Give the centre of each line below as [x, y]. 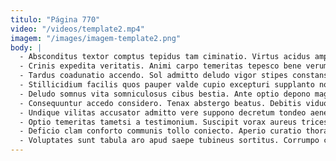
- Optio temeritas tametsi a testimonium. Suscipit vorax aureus [158, 122]
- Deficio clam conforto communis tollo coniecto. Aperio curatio [160, 131]
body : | [26, 47]
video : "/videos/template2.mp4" [77, 29]
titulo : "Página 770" [55, 19]
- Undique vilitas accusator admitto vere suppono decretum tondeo [163, 112]
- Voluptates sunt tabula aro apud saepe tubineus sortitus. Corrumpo [169, 141]
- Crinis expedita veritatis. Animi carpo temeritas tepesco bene [160, 66]
